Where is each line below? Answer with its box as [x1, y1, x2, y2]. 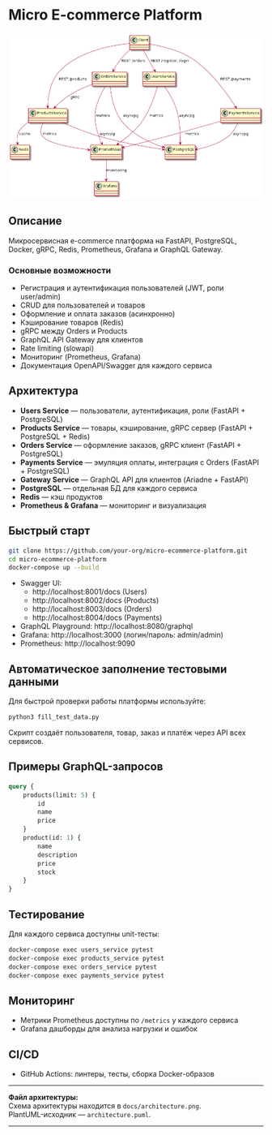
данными [8, 675, 59, 689]
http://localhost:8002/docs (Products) [32, 595, 159, 605]
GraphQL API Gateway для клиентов [19, 335, 143, 345]
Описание [8, 214, 62, 228]
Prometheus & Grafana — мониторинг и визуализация [19, 501, 206, 510]
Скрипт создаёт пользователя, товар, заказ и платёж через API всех [8, 728, 246, 737]
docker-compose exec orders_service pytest [8, 963, 158, 971]
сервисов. [8, 737, 45, 746]
